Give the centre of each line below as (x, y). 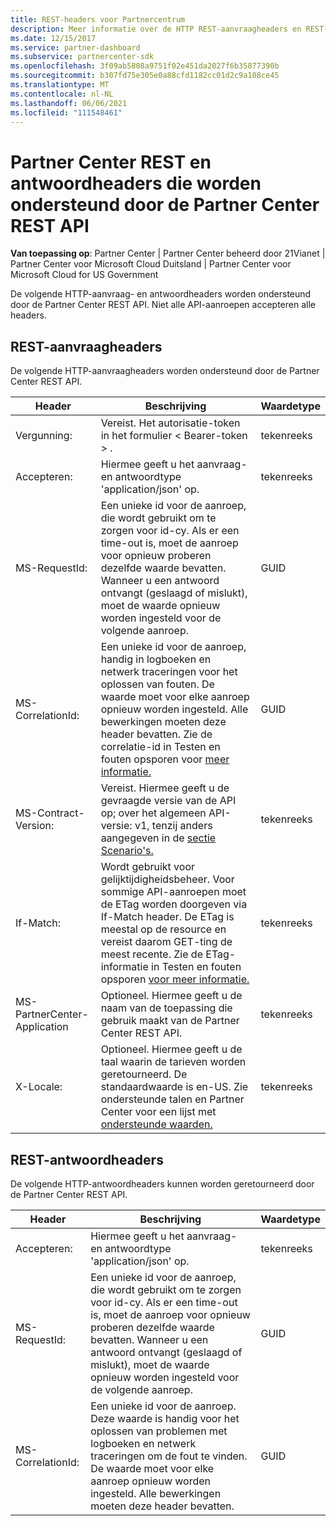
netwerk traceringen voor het (169, 672)
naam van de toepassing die (166, 1008)
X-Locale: (39, 1087)
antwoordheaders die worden (136, 183)
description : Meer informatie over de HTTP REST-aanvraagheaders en (156, 29)
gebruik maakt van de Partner (170, 1021)
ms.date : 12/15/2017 (53, 38)
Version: (35, 826)
